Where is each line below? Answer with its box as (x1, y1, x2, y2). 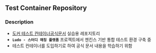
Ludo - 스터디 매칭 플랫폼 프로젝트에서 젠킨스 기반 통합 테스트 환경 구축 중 (12, 36, 152, 42)
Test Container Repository (5, 4, 87, 12)
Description (5, 19, 34, 26)
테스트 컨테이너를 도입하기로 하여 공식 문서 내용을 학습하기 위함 (12, 43, 133, 49)
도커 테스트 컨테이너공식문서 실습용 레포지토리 (12, 30, 100, 36)
